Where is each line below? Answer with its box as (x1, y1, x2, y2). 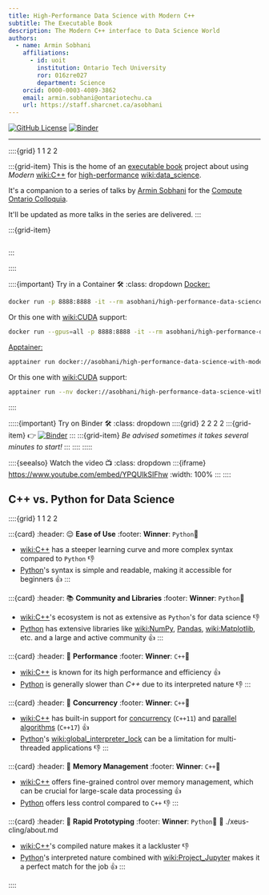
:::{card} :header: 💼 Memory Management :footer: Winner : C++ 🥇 (8, 762, 221, 772)
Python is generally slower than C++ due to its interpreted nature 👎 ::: (19, 679, 251, 689)
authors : (8, 34, 38, 42)
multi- (217, 734, 237, 744)
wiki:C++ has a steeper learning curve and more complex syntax (19, 545, 234, 554)
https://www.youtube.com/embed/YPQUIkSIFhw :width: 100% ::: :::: (8, 470, 231, 479)
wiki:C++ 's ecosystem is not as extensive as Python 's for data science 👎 (19, 612, 260, 622)
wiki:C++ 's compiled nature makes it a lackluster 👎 (19, 841, 190, 851)
